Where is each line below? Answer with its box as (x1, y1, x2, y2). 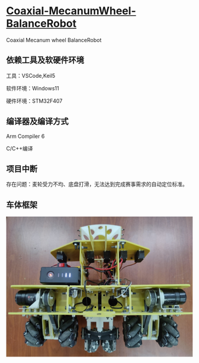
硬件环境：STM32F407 (6, 97, 63, 105)
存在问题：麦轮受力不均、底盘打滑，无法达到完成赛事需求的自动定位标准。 (6, 181, 188, 188)
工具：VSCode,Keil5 (6, 72, 56, 79)
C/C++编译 (6, 144, 34, 152)
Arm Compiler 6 (6, 132, 45, 140)
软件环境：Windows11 (6, 84, 59, 91)
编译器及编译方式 (6, 116, 69, 127)
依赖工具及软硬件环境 (6, 55, 84, 65)
